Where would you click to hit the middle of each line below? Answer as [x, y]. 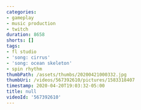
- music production [31, 23]
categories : [21, 12]
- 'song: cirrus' [28, 57]
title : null [21, 92]
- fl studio [21, 52]
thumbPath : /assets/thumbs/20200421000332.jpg [67, 75]
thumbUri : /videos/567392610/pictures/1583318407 [71, 80]
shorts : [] [20, 40]
